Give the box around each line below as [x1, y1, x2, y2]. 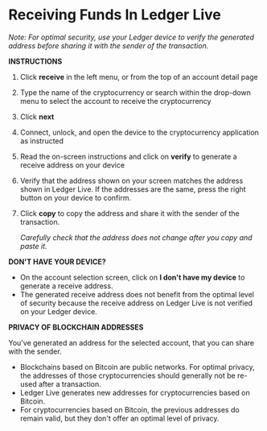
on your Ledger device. [19, 306, 98, 316]
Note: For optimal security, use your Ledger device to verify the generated [8, 32, 255, 42]
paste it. [19, 241, 47, 251]
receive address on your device [19, 160, 125, 170]
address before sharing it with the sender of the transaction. [8, 40, 209, 50]
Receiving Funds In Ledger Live [8, 6, 221, 24]
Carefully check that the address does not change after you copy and [19, 232, 253, 242]
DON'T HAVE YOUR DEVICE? [8, 256, 106, 267]
